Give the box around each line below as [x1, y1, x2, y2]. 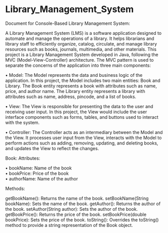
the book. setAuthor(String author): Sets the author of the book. [5, 206, 138, 212]
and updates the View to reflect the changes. [5, 145, 99, 151]
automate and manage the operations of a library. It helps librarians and [5, 35, 154, 41]
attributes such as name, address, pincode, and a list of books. [5, 94, 137, 100]
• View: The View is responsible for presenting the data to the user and [5, 103, 153, 109]
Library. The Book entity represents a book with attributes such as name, [5, 82, 157, 89]
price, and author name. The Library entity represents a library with [5, 88, 145, 94]
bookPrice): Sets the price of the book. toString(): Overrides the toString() [5, 216, 159, 223]
